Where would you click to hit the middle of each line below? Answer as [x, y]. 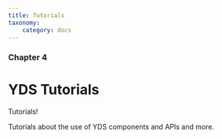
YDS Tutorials [54, 90]
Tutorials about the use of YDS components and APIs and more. [111, 127]
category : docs [47, 30]
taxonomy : [24, 23]
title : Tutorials [36, 15]
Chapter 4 [28, 57]
